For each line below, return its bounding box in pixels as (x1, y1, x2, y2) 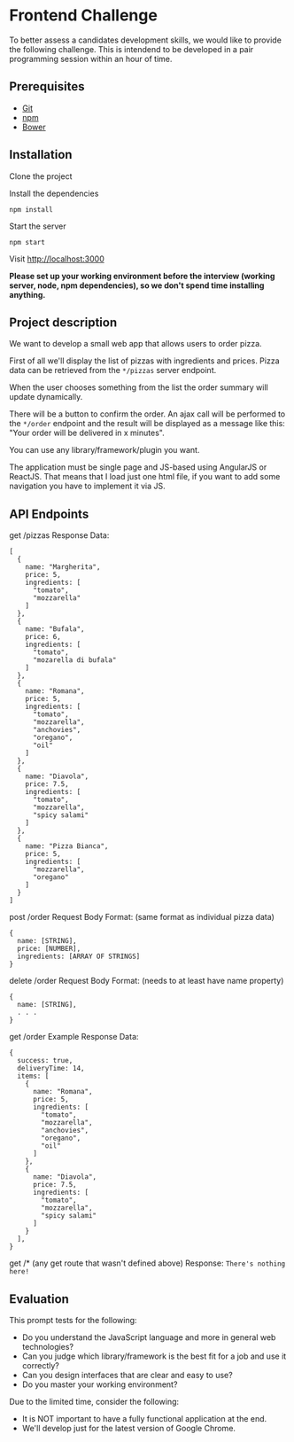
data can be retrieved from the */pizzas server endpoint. (9, 365, 217, 376)
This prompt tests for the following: (9, 1315, 137, 1325)
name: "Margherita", (25, 563, 101, 572)
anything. (9, 289, 46, 300)
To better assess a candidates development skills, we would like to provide (9, 35, 282, 45)
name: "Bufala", (25, 625, 86, 634)
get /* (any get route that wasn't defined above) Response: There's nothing (9, 1258, 286, 1268)
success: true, (17, 1056, 73, 1065)
